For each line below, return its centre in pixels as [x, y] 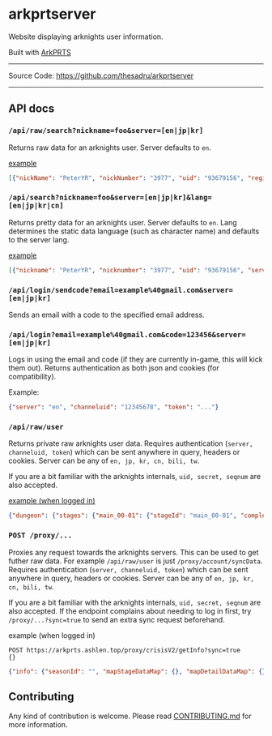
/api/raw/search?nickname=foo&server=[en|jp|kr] [106, 131]
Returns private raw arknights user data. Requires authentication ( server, [131, 443]
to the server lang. [39, 239]
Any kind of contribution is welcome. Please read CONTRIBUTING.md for [130, 716]
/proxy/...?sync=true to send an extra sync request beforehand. [117, 619]
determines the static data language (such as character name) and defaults [134, 231]
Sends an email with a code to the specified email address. [106, 315]
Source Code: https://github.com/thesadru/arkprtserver [101, 75]
